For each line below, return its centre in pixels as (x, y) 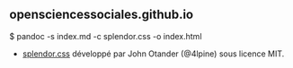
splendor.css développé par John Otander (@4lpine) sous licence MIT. (153, 54)
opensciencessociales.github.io (102, 15)
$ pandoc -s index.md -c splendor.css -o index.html (106, 36)
